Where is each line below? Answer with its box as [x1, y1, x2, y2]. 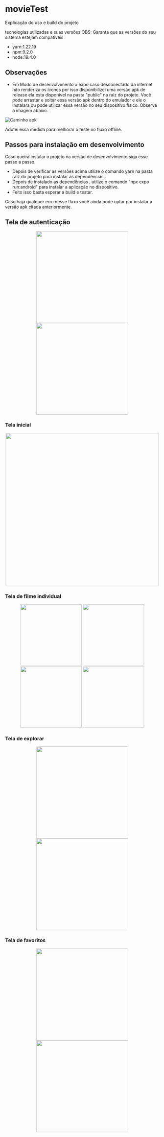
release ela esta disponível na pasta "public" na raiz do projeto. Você [12, 92, 151, 97]
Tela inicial [5, 422, 31, 428]
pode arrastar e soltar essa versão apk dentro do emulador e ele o [12, 97, 146, 103]
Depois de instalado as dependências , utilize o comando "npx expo [12, 179, 149, 185]
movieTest [5, 3, 48, 15]
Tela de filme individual [5, 592, 62, 599]
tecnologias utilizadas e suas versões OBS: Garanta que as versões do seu [5, 29, 156, 35]
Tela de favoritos [5, 937, 46, 944]
